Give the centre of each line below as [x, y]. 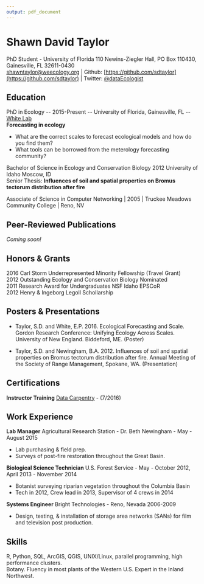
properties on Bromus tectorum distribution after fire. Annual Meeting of [105, 357]
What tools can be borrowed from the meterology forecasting [92, 150]
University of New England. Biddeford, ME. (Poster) [79, 339]
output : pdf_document [34, 12]
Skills [17, 542]
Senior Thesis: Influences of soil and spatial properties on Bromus [91, 181]
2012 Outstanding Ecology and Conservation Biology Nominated [87, 280]
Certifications [33, 383]
